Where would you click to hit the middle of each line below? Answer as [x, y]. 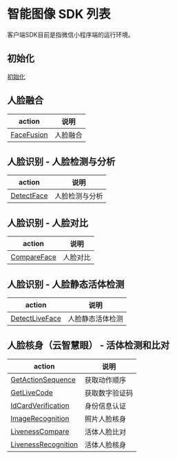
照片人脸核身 [106, 419]
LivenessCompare [40, 431]
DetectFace [29, 196]
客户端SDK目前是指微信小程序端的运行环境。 [71, 35]
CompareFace [33, 257]
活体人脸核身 [106, 444]
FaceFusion [29, 134]
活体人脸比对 [106, 431]
